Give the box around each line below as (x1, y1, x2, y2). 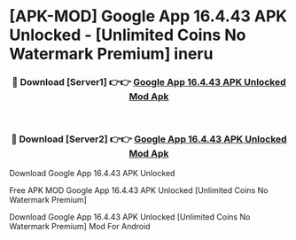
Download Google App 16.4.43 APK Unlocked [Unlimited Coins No (9, 211, 251, 222)
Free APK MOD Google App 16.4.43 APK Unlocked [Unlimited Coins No (9, 184, 269, 196)
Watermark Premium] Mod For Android (9, 221, 151, 231)
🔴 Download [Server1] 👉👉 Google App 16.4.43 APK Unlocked (12, 76, 286, 89)
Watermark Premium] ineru (9, 44, 214, 64)
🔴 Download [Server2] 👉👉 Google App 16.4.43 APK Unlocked (11, 133, 287, 145)
